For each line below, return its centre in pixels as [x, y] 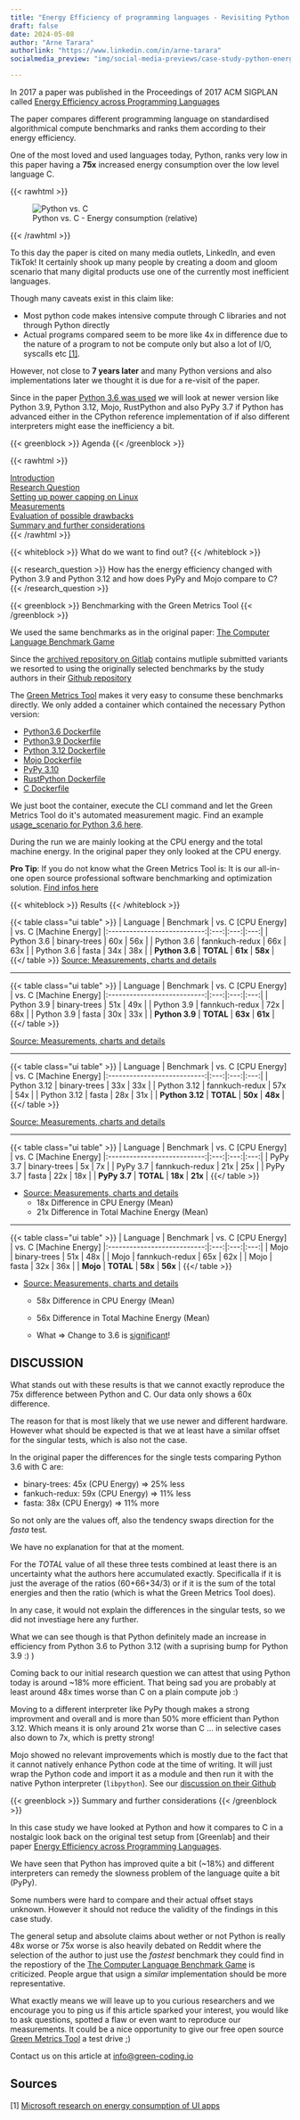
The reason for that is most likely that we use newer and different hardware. [149, 1421]
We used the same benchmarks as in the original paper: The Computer [140, 632]
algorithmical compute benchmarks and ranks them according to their [138, 128]
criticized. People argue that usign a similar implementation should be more [149, 1974]
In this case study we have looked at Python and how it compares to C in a [147, 1827]
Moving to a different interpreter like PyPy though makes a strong [130, 1709]
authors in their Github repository [71, 678]
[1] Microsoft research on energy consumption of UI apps [115, 2105]
